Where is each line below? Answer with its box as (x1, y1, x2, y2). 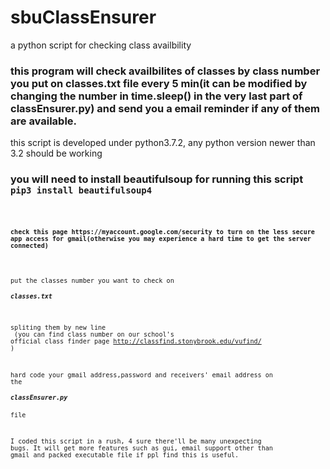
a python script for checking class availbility (10, 39, 192, 51)
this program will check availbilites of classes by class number (10, 64, 321, 78)
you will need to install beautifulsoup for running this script (10, 172, 304, 186)
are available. (10, 114, 78, 128)
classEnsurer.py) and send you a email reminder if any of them (10, 101, 320, 115)
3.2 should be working (10, 147, 103, 160)
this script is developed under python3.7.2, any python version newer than (10, 137, 316, 149)
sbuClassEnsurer (10, 6, 157, 29)
